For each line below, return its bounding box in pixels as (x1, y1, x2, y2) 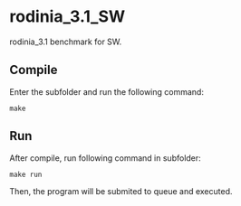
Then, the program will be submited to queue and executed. (9, 185, 233, 196)
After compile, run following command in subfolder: (9, 152, 201, 164)
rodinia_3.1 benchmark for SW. (9, 36, 122, 47)
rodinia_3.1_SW (9, 6, 126, 27)
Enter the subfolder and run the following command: (9, 86, 204, 97)
